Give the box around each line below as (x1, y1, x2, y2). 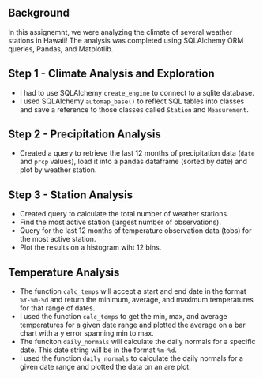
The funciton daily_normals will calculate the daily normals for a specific (19, 337, 256, 347)
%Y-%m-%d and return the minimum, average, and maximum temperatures (19, 295, 254, 305)
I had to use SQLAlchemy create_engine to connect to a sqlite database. (19, 88, 255, 97)
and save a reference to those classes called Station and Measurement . (19, 104, 249, 114)
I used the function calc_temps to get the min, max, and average (19, 312, 227, 321)
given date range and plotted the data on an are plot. (19, 362, 191, 372)
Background (8, 6, 70, 20)
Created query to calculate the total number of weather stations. (19, 209, 229, 219)
